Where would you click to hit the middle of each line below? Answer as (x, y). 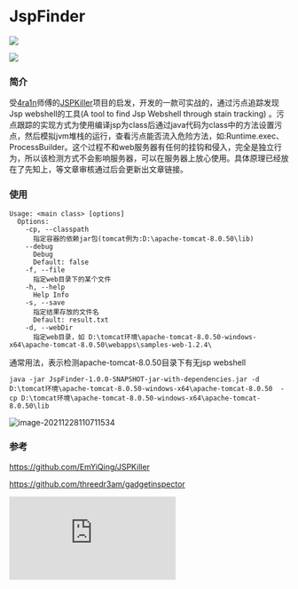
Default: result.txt (71, 320)
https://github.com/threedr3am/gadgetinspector (98, 484)
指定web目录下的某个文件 (72, 279)
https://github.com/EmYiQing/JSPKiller (80, 466)
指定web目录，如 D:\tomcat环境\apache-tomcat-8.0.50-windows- (145, 337)
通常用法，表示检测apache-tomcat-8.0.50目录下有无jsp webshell (128, 362)
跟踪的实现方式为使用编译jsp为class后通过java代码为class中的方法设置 (145, 125)
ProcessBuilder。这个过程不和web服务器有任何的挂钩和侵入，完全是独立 (142, 147)
